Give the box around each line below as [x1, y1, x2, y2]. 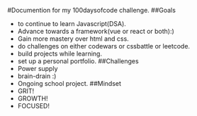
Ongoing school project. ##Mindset [17, 79, 122, 87]
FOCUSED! [17, 102, 50, 110]
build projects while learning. [17, 49, 103, 58]
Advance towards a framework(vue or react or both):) [17, 27, 175, 35]
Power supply [17, 65, 58, 72]
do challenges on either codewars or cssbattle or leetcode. [17, 42, 190, 50]
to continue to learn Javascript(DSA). [17, 20, 126, 27]
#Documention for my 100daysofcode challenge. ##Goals [7, 6, 176, 14]
